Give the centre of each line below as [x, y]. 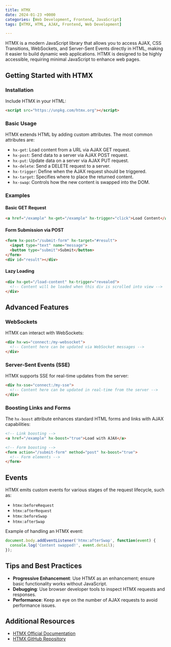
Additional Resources [40, 621]
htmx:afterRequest [32, 511]
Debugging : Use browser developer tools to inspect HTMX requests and [89, 589]
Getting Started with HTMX [49, 75]
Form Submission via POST [35, 230]
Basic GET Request [26, 207]
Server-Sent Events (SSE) [38, 365]
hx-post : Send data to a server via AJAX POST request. [70, 155]
